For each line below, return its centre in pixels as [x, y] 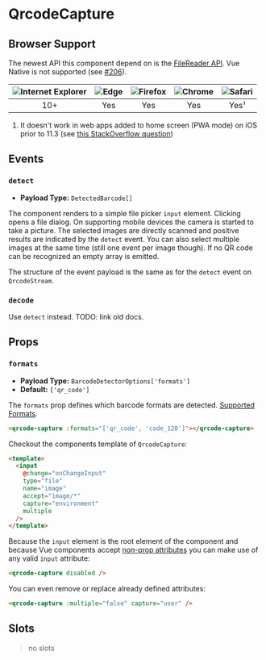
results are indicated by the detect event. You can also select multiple [124, 239]
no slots [41, 648]
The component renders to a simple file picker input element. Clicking [125, 213]
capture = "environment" [61, 503]
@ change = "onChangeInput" [64, 474]
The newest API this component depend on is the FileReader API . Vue [124, 63]
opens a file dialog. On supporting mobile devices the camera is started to [131, 222]
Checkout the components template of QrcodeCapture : [98, 444]
